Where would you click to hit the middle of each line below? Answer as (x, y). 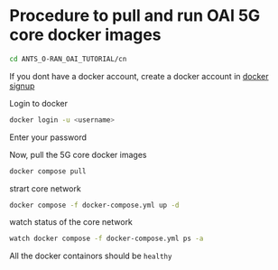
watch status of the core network (71, 222)
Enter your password (48, 137)
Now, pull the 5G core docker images (78, 154)
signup (22, 86)
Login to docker (39, 103)
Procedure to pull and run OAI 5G (135, 16)
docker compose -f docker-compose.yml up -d (94, 205)
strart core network (45, 188)
